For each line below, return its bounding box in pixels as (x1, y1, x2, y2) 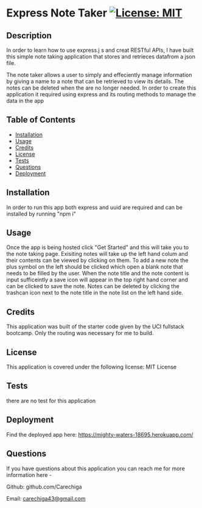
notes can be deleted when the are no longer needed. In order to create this (6, 84, 197, 91)
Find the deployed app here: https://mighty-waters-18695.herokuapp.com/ (6, 431, 193, 438)
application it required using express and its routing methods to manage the (6, 91, 196, 97)
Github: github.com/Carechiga (6, 483, 82, 490)
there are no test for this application (6, 397, 96, 404)
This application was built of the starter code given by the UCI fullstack (6, 323, 184, 330)
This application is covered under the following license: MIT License (6, 363, 177, 371)
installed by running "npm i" (6, 210, 76, 217)
